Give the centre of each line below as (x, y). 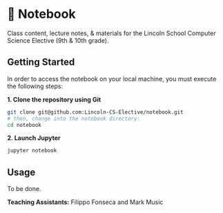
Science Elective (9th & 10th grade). (58, 40)
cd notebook (24, 125)
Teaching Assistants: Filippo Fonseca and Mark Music (85, 202)
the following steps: (35, 86)
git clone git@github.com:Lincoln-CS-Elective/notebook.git (96, 112)
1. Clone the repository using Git (54, 99)
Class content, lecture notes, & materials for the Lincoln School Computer (111, 33)
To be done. (24, 189)
